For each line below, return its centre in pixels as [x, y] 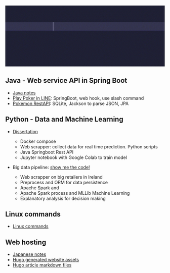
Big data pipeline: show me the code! [51, 167]
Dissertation [25, 131]
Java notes [24, 93]
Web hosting [26, 242]
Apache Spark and [39, 188]
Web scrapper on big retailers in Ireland [61, 177]
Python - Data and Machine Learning [64, 119]
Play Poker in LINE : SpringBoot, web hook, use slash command [78, 98]
